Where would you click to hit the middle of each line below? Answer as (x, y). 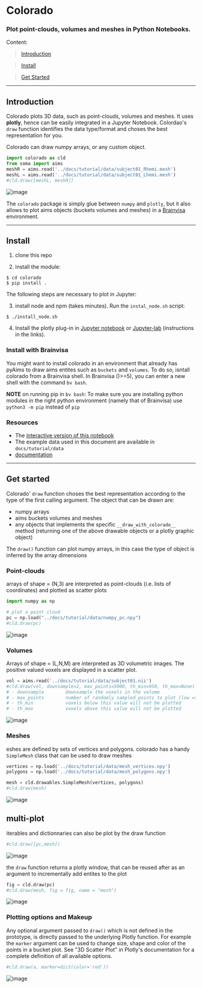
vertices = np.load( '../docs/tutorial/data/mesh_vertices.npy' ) (88, 766)
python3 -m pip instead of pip (43, 407)
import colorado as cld (36, 158)
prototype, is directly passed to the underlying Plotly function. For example (99, 937)
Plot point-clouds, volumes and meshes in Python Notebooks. (99, 29)
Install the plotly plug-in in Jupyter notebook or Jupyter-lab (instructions (104, 328)
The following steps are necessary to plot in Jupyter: (72, 294)
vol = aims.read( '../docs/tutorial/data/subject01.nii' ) (79, 681)
